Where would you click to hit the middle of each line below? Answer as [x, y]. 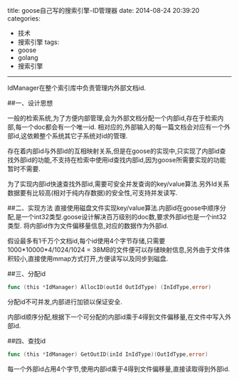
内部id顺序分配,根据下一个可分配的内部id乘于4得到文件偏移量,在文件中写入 [116, 317]
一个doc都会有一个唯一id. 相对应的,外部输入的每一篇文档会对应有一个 [123, 127]
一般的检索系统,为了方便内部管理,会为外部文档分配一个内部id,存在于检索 [113, 118]
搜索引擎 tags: [38, 42]
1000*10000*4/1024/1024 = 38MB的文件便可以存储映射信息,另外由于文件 [116, 250]
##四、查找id [27, 341]
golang [28, 58]
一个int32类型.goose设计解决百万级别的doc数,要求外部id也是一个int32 [124, 217]
